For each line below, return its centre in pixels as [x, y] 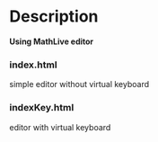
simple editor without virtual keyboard [79, 84]
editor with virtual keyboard [60, 127]
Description [54, 17]
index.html [33, 65]
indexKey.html [42, 108]
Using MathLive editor [52, 41]
